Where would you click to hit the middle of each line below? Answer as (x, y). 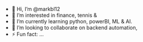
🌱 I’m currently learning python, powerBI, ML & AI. (72, 21)
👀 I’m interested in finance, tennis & (54, 15)
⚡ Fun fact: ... (28, 34)
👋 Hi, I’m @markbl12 (36, 9)
